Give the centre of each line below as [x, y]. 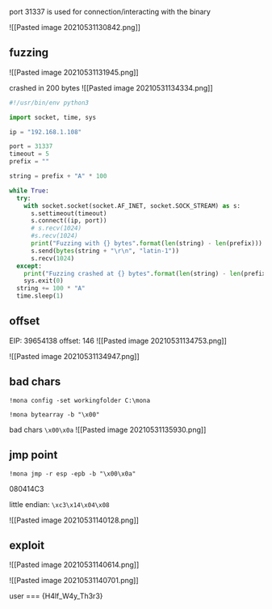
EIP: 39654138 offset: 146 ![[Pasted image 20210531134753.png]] [118, 340]
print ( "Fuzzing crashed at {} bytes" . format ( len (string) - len [132, 273]
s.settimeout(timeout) [69, 214]
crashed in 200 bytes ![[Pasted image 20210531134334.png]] [111, 87]
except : [29, 266]
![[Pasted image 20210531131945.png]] [74, 72]
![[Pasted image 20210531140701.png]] [74, 581]
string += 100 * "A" [51, 289]
